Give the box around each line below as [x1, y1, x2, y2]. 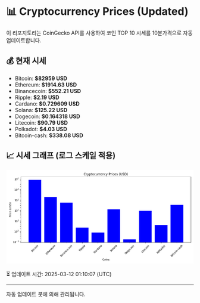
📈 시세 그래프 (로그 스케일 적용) [6, 150, 116, 161]
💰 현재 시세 [6, 56, 46, 66]
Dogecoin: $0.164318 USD [14, 113, 80, 120]
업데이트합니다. [6, 36, 42, 44]
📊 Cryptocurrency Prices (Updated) [6, 5, 189, 18]
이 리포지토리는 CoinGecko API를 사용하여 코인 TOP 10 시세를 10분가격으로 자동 [6, 29, 193, 36]
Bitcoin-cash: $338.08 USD [14, 132, 83, 139]
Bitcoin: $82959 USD [14, 75, 67, 82]
